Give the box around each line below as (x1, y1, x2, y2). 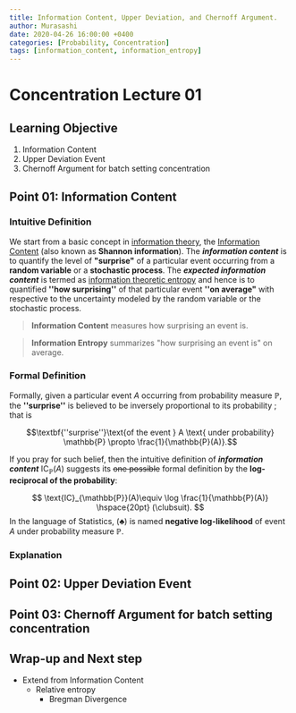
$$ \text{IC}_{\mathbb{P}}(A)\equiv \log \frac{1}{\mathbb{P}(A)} (31, 492, 269, 503)
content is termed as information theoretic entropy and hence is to (9, 274, 255, 284)
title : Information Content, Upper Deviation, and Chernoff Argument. (9, 13, 278, 22)
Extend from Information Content (21, 675, 145, 685)
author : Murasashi (9, 21, 78, 30)
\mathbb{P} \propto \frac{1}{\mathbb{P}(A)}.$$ (63, 437, 238, 447)
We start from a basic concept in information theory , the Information (9, 236, 261, 247)
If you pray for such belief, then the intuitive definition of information (9, 454, 264, 465)
